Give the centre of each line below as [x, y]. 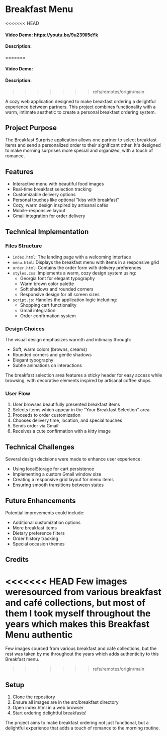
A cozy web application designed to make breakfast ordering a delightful [80, 101]
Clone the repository [34, 697]
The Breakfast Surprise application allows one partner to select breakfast [81, 140]
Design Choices [25, 329]
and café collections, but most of [75, 603]
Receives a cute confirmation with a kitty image [62, 431]
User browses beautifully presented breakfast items [66, 404]
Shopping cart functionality [48, 305]
